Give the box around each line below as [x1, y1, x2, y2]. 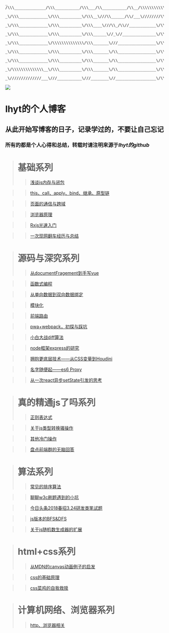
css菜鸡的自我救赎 [30, 585, 69, 591]
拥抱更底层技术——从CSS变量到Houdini [30, 356, 113, 362]
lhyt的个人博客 [5, 103, 66, 115]
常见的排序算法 [30, 484, 61, 490]
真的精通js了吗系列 [17, 397, 96, 408]
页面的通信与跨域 [30, 201, 66, 207]
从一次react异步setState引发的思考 [30, 377, 102, 384]
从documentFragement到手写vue [30, 270, 99, 276]
